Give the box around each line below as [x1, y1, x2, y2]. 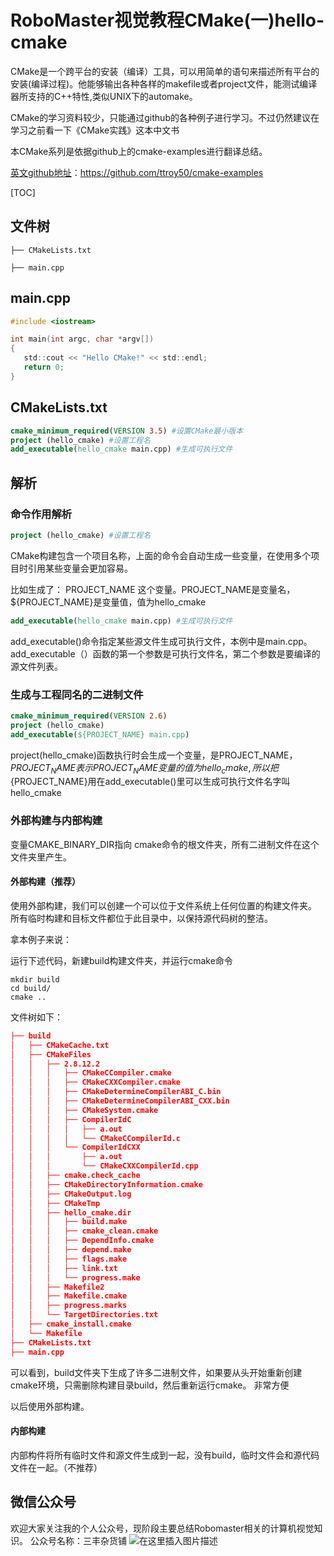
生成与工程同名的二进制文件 [10, 687, 144, 701]
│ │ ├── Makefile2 [10, 1282, 105, 1292]
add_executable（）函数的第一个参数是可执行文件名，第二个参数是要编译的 [10, 647, 321, 660]
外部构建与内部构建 [10, 814, 103, 828]
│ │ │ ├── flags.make [10, 1254, 128, 1264]
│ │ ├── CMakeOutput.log [10, 1189, 132, 1199]
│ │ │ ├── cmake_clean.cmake [10, 1226, 159, 1236]
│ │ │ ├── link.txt [10, 1263, 118, 1273]
